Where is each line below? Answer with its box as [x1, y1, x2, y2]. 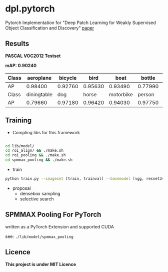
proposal [12, 185, 31, 191]
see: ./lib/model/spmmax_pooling [5, 233, 73, 239]
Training [5, 116, 32, 125]
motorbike [109, 91, 133, 98]
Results [5, 40, 29, 48]
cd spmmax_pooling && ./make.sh [5, 157, 72, 163]
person [137, 91, 154, 98]
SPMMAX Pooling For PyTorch [5, 210, 101, 219]
